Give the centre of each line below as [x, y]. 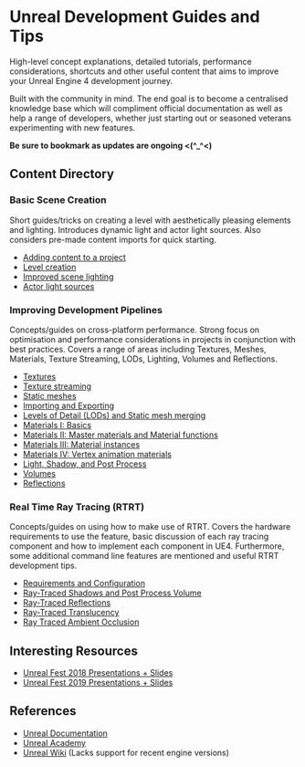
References [43, 711]
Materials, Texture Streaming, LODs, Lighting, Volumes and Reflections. [144, 359]
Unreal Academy [54, 742]
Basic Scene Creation [58, 200]
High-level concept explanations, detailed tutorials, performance [131, 61]
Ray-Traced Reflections [67, 603]
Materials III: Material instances [81, 444]
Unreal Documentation [65, 733]
